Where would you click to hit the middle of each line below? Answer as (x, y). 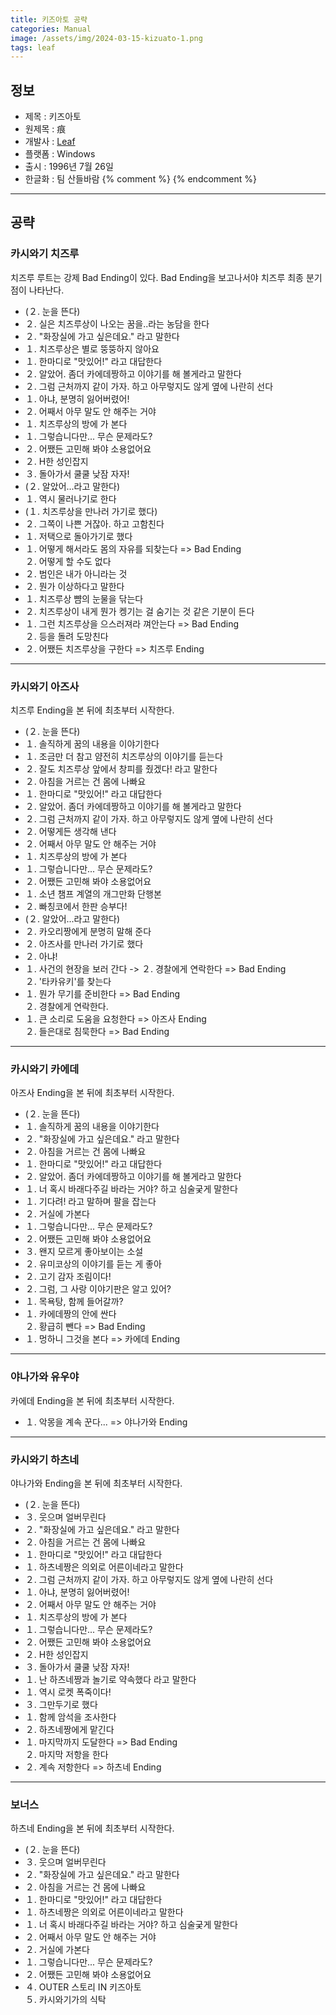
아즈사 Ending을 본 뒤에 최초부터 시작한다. (92, 1093)
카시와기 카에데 (45, 1069)
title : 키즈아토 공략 (49, 19)
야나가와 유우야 (45, 1377)
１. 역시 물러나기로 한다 (70, 498)
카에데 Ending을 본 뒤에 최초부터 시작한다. (92, 1400)
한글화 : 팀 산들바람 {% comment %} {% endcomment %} (141, 179)
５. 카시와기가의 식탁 (65, 2000)
